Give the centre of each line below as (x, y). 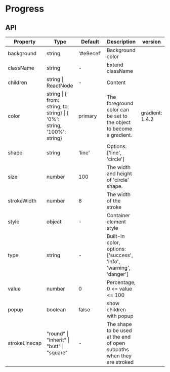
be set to (117, 116)
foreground (120, 103)
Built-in (116, 236)
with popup (120, 316)
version (152, 42)
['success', (120, 255)
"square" (57, 353)
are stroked (120, 362)
